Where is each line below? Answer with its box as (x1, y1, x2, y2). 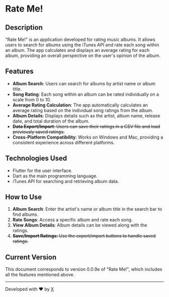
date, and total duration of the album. (12, 118, 90, 124)
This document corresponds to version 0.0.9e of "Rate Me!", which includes (5, 266, 162, 272)
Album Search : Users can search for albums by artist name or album (12, 80, 156, 86)
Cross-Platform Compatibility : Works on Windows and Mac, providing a (12, 134, 163, 140)
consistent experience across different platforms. (12, 139, 115, 145)
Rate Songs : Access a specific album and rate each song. (12, 217, 133, 223)
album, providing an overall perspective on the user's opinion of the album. (5, 52, 161, 58)
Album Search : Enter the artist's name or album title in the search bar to (12, 206, 162, 212)
